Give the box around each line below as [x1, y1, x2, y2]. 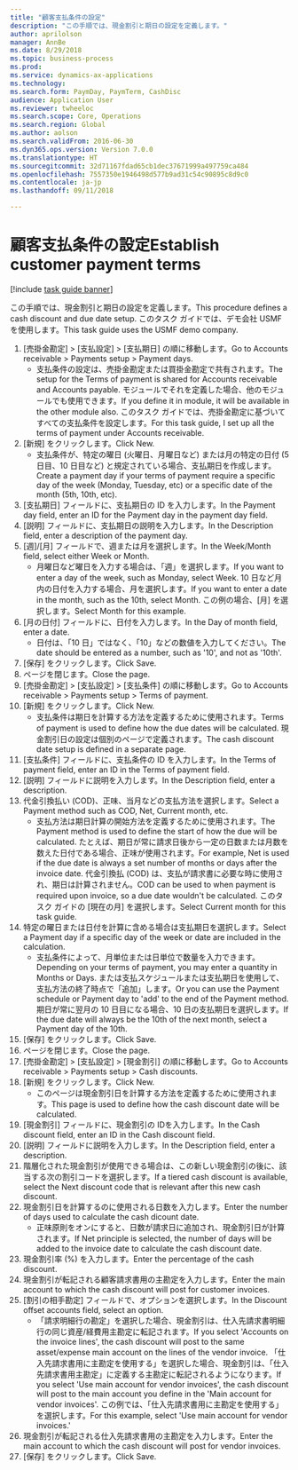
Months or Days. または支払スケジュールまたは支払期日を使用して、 [35, 972, 285, 983]
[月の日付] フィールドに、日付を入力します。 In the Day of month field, [22, 616, 278, 627]
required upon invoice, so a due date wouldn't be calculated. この [35, 889, 276, 901]
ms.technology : [10, 79, 67, 88]
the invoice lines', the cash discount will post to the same [35, 1336, 245, 1347]
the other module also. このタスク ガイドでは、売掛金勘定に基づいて [35, 406, 286, 417]
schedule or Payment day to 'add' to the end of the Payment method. [35, 993, 289, 1004]
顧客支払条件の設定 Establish [10, 235, 220, 256]
